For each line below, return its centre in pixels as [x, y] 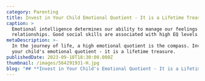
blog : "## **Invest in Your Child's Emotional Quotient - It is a [92, 69]
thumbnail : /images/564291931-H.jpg [53, 63]
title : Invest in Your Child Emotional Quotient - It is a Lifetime [95, 18]
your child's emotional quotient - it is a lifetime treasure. [94, 52]
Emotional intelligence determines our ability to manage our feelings [105, 29]
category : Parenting [33, 12]
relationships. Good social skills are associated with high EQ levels [105, 35]
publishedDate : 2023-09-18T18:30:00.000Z [60, 57]
